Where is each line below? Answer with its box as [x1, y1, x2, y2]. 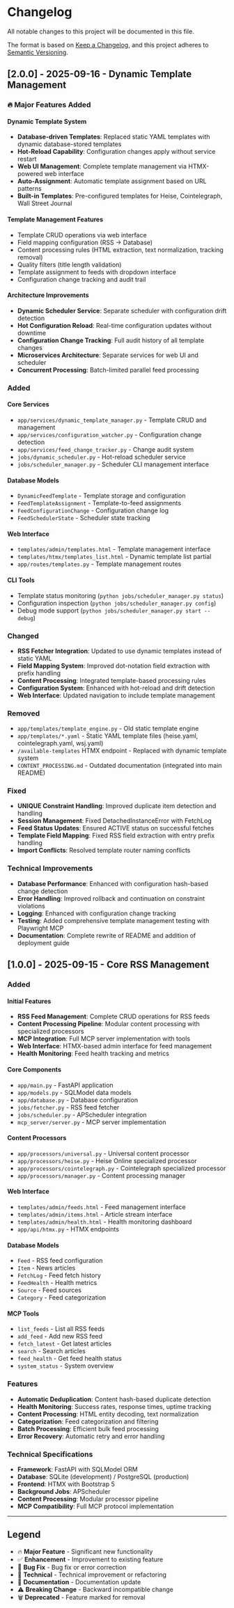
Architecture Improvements [7, 291, 89, 299]
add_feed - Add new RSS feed [17, 1332, 103, 1341]
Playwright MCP [17, 924, 64, 932]
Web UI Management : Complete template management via [17, 162, 187, 171]
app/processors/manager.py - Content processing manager [17, 1171, 186, 1180]
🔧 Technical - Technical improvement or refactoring [17, 1570, 167, 1579]
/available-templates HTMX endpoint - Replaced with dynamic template [17, 746, 227, 755]
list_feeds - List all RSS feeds [17, 1325, 105, 1333]
